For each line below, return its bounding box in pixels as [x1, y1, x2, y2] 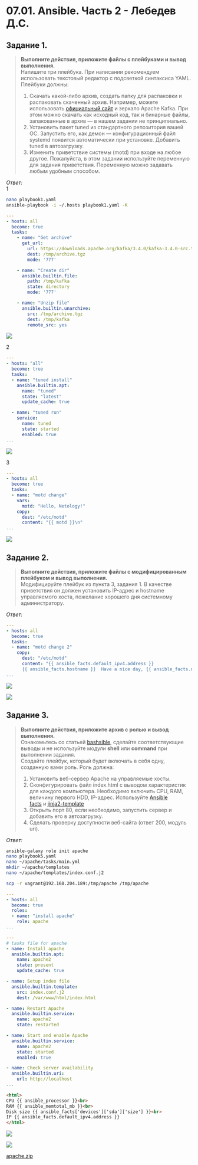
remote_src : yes [27, 322, 67, 328]
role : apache [16, 919, 49, 925]
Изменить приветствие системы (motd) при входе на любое [29, 149, 181, 156]
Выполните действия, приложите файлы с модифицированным [20, 568, 187, 575]
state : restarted [16, 1022, 60, 1028]
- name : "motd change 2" [11, 644, 72, 650]
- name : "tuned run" [11, 410, 62, 415]
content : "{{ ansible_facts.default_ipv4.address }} [21, 661, 154, 667]
